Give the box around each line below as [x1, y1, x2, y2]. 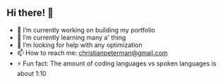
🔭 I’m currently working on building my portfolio [16, 25, 156, 34]
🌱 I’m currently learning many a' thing [16, 33, 126, 41]
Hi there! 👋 [6, 7, 54, 19]
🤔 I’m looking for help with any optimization [16, 40, 143, 49]
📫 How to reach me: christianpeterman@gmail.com [16, 49, 168, 57]
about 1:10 [16, 69, 47, 77]
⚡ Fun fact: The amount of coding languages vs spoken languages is [16, 59, 217, 68]
